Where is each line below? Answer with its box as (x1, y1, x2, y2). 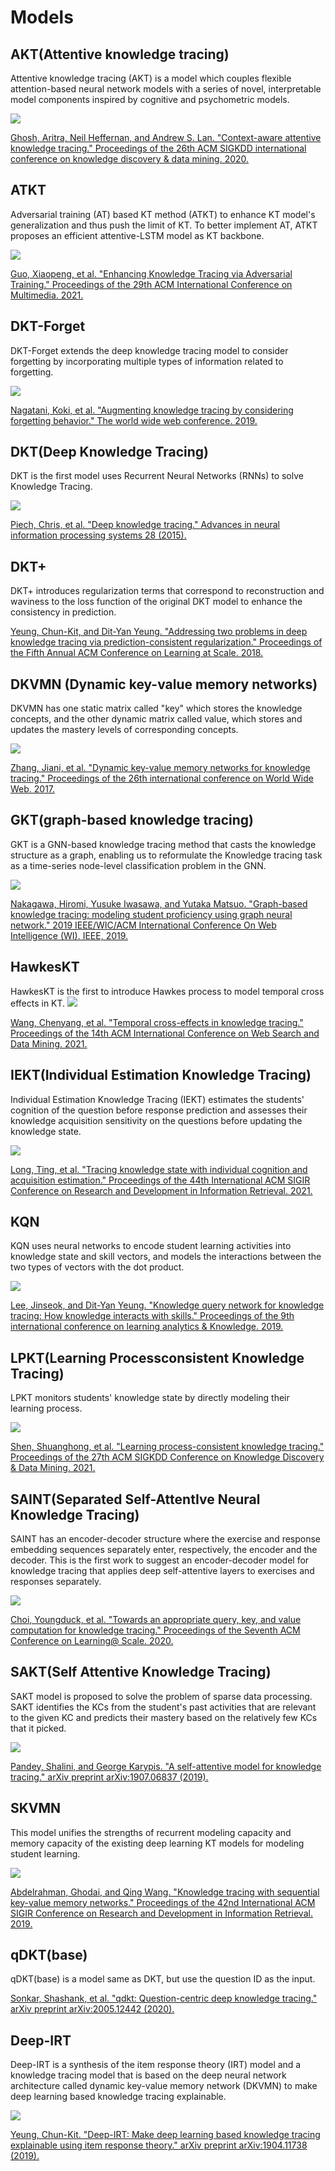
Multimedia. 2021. (10, 289, 84, 301)
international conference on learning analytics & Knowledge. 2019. (10, 1321, 284, 1333)
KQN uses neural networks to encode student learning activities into (10, 1240, 292, 1252)
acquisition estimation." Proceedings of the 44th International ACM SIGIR (10, 1174, 311, 1186)
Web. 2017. (10, 783, 56, 795)
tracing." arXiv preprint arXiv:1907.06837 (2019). (10, 1771, 209, 1783)
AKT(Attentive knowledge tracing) (10, 46, 230, 63)
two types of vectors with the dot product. (10, 1261, 185, 1273)
